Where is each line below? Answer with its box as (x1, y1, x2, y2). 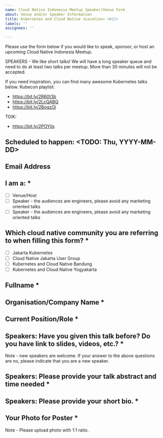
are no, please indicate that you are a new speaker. (5, 358, 109, 364)
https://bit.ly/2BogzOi (12, 104, 56, 110)
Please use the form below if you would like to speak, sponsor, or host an (5, 44, 155, 50)
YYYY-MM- (118, 137, 156, 146)
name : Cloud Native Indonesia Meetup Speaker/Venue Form (5, 7, 125, 12)
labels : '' (5, 21, 28, 26)
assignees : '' (5, 26, 35, 31)
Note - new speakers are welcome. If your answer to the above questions (5, 353, 155, 359)
